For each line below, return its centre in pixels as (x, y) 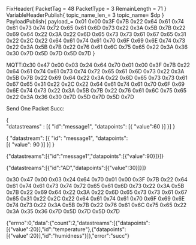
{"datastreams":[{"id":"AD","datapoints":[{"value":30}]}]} (76, 168)
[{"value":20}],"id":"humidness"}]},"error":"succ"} (68, 236)
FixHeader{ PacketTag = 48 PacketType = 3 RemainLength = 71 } (86, 9)
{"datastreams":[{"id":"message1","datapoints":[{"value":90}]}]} (85, 156)
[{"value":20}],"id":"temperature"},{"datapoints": (66, 229)
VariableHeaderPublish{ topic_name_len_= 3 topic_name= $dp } (85, 15)
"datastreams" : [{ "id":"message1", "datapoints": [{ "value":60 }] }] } (91, 126)
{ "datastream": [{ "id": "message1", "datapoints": (67, 138)
